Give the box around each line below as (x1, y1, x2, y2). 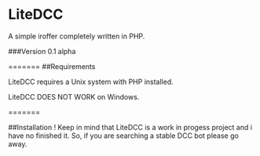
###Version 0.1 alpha (8, 46, 76, 56)
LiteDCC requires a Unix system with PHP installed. (8, 77, 174, 86)
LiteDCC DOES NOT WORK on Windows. (8, 92, 140, 101)
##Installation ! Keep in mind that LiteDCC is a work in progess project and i (8, 122, 253, 132)
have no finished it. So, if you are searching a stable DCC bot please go (8, 131, 240, 140)
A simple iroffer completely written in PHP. (8, 31, 145, 41)
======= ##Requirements (8, 61, 96, 71)
